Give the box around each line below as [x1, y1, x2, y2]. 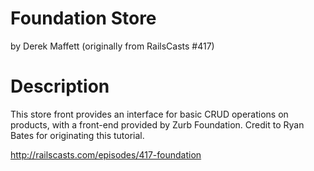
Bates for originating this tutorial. [10, 129, 145, 141]
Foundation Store [10, 7, 157, 30]
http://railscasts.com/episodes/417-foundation [10, 148, 202, 161]
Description [10, 75, 110, 98]
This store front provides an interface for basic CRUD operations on [10, 108, 289, 120]
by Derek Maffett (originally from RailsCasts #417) [10, 40, 215, 52]
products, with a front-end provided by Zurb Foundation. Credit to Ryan [10, 118, 305, 131]
